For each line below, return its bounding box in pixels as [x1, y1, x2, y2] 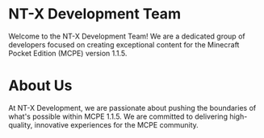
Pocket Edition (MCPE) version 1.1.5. [8, 48, 128, 58]
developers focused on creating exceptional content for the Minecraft [8, 39, 240, 49]
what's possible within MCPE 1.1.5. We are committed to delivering [8, 112, 228, 121]
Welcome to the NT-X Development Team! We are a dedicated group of [8, 31, 245, 41]
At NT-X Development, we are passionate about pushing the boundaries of [8, 103, 257, 112]
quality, [8, 120, 33, 129]
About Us [8, 77, 73, 95]
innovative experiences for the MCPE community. [34, 120, 199, 129]
